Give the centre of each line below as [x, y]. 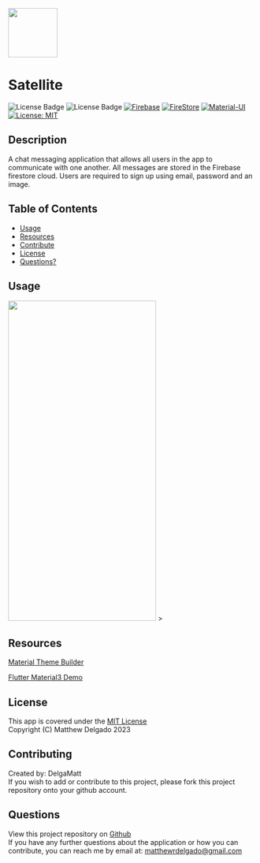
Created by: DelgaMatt [45, 773]
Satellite [35, 85]
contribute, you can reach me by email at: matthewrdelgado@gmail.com [125, 850]
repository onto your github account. [68, 790]
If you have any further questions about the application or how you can [123, 842]
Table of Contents [53, 209]
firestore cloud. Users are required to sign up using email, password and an [130, 176]
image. [19, 184]
